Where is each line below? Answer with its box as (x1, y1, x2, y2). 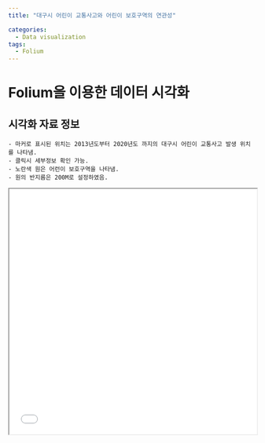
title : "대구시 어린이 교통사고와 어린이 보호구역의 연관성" (8, 11, 176, 20)
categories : (8, 25, 47, 34)
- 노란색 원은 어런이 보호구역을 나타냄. (8, 166, 120, 174)
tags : (8, 40, 26, 48)
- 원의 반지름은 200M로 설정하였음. (8, 174, 109, 181)
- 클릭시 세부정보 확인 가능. (8, 157, 89, 165)
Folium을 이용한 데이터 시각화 (8, 84, 190, 102)
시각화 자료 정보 (8, 117, 80, 130)
